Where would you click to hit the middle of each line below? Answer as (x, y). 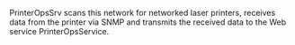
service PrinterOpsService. (59, 31)
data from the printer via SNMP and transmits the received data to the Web (148, 22)
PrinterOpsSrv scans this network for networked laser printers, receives (143, 13)
